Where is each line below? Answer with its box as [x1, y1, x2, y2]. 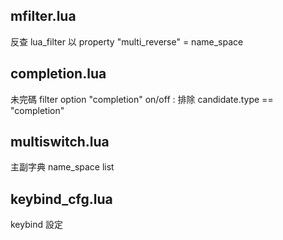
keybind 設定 [10, 219, 63, 231]
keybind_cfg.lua [10, 190, 113, 208]
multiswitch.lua [10, 134, 110, 151]
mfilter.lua [10, 8, 77, 25]
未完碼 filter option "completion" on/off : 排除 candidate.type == [10, 93, 274, 105]
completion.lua [10, 65, 107, 83]
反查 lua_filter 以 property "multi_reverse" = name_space [10, 35, 244, 48]
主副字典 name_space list [10, 161, 115, 173]
